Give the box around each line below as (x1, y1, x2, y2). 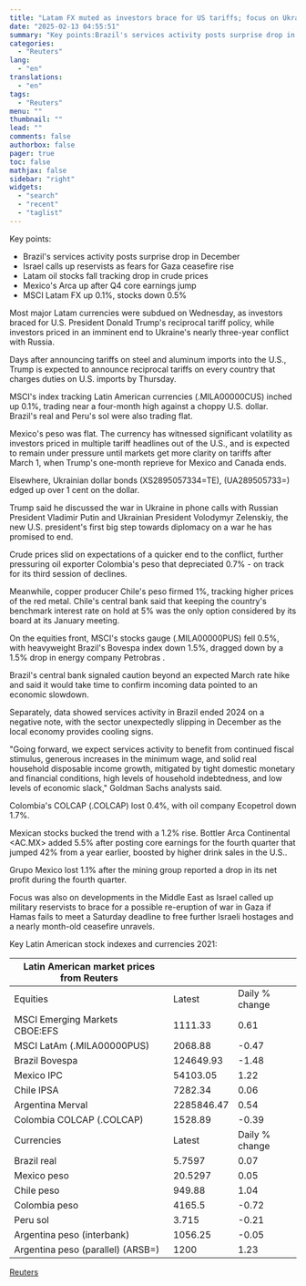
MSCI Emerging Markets (14, 1013, 118, 1025)
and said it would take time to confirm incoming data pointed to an (9, 679, 258, 690)
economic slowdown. (9, 689, 89, 700)
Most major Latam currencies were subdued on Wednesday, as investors (9, 307, 283, 318)
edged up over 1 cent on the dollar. (9, 484, 140, 495)
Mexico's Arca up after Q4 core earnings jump (22, 280, 198, 291)
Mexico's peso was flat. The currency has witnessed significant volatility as (9, 427, 293, 438)
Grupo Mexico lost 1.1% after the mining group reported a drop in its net (9, 864, 278, 875)
